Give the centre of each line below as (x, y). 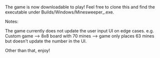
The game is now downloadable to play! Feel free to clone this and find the (80, 7)
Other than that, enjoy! (28, 51)
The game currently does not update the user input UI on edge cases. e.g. (80, 31)
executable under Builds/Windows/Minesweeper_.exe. (60, 12)
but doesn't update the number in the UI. (46, 41)
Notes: (12, 22)
